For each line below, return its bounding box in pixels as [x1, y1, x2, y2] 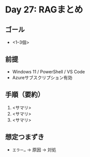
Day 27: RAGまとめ [5, 4, 83, 15]
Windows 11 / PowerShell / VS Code [12, 68, 85, 74]
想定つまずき [5, 133, 45, 141]
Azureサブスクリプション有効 [12, 74, 73, 80]
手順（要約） [5, 91, 45, 99]
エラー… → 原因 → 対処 [12, 147, 57, 153]
